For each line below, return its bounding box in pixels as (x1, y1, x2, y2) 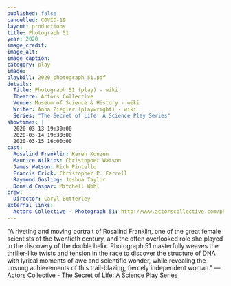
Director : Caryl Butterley (13, 195, 91, 203)
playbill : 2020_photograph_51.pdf (7, 74, 107, 81)
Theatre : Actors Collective (13, 93, 94, 100)
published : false (7, 10, 57, 17)
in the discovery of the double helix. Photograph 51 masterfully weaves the (7, 241, 219, 250)
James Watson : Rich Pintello (13, 163, 97, 170)
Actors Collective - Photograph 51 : (13, 208, 118, 215)
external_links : (7, 202, 54, 209)
